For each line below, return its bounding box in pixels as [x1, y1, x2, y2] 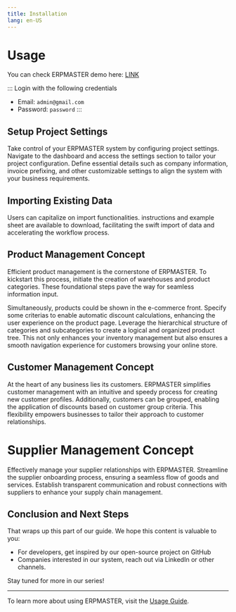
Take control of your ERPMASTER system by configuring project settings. [7, 144, 220, 153]
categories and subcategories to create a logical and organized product [7, 325, 215, 335]
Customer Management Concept [7, 361, 155, 373]
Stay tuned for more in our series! [7, 577, 105, 585]
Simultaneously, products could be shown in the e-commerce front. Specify [7, 304, 227, 312]
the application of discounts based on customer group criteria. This [7, 402, 202, 411]
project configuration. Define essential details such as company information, [7, 159, 228, 168]
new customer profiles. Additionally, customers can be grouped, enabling [7, 395, 220, 404]
